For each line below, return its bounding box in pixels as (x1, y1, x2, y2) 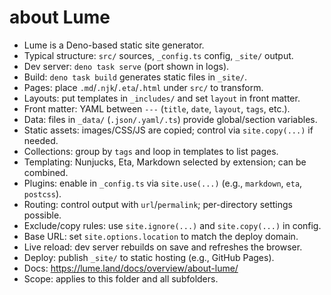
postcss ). (23, 187, 62, 200)
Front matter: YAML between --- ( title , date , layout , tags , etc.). (23, 102, 291, 115)
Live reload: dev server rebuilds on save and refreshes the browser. (23, 241, 303, 253)
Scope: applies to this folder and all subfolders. (23, 272, 219, 285)
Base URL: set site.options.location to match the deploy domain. (23, 230, 299, 242)
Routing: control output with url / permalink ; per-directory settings (23, 198, 294, 210)
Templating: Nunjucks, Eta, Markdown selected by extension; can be (23, 156, 307, 168)
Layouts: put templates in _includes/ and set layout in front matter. (23, 92, 301, 104)
